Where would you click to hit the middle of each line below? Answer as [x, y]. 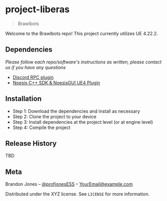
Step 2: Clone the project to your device [54, 117]
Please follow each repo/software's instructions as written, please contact [83, 62]
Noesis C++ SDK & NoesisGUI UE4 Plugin [56, 82]
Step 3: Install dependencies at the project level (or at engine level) [83, 122]
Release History [31, 143]
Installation [23, 99]
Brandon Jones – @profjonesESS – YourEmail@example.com [69, 184]
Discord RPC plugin [33, 77]
